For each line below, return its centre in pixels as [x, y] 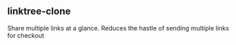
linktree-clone [39, 11]
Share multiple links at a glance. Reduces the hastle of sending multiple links [118, 28]
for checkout [26, 35]
